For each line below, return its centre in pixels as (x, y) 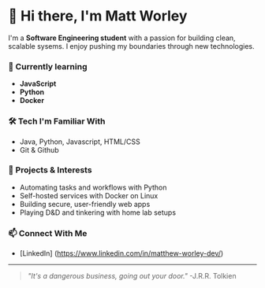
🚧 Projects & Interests (50, 170)
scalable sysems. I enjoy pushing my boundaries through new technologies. (131, 46)
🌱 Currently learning (48, 66)
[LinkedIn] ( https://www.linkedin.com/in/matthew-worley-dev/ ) (121, 253)
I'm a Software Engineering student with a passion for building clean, (122, 38)
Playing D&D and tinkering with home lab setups (97, 212)
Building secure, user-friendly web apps (85, 204)
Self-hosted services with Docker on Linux (89, 195)
